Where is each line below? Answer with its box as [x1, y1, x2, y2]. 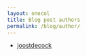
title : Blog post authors [7, 16, 80, 23]
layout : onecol [7, 10, 50, 17]
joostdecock [16, 42, 52, 50]
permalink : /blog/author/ [7, 23, 80, 29]
